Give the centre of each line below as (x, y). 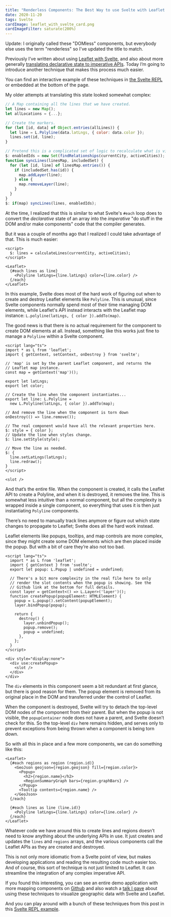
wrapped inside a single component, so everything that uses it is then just (83, 505)
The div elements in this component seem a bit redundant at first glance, (82, 686)
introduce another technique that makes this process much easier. (75, 70)
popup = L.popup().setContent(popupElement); (64, 601)
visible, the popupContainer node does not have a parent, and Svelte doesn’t (85, 717)
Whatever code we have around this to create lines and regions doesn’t (80, 830)
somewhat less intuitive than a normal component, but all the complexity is (83, 500)
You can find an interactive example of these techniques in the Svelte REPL (84, 80)
